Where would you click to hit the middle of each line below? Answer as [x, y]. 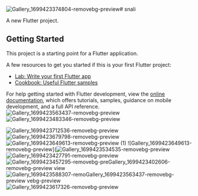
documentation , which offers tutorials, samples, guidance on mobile [89, 100]
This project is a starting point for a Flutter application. [72, 53]
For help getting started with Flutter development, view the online [86, 94]
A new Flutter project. [33, 20]
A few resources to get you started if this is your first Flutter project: [89, 64]
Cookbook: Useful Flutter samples [56, 82]
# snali [128, 9]
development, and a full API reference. [53, 106]
